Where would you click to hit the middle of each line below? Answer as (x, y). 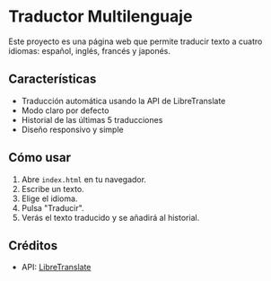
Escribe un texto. (52, 189)
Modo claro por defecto (65, 110)
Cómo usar (40, 158)
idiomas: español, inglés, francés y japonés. (90, 50)
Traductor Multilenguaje (101, 17)
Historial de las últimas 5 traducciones (92, 119)
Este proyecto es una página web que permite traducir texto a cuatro (135, 41)
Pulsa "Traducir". (52, 207)
